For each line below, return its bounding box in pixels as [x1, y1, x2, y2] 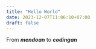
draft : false [6, 20, 39, 26]
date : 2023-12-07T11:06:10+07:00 [6, 14, 91, 20]
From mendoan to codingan [6, 36, 77, 44]
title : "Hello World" [6, 8, 61, 15]
